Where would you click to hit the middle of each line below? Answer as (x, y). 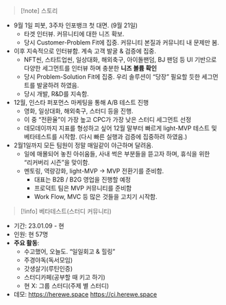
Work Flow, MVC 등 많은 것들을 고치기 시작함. (96, 197)
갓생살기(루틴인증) (48, 269)
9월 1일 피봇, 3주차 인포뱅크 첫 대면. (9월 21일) (76, 25)
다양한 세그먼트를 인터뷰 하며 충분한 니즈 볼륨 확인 (90, 68)
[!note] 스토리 (39, 11)
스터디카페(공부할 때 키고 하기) (65, 277)
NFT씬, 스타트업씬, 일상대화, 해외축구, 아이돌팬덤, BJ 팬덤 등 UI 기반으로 (120, 60)
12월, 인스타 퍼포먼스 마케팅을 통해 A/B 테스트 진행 (81, 102)
